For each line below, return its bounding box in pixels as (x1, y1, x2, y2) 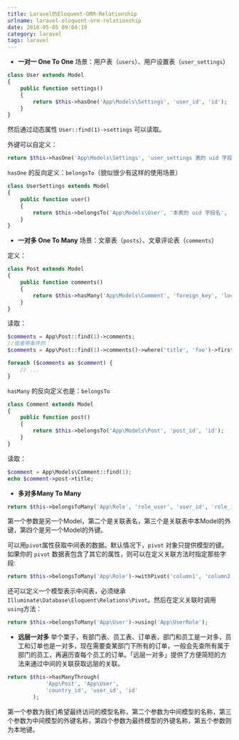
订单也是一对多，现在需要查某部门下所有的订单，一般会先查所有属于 (30, 642, 230, 650)
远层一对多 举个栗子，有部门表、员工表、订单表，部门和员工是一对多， (17, 632, 225, 642)
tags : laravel (7, 37, 50, 44)
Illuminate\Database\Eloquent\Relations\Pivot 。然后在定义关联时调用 (7, 596, 216, 605)
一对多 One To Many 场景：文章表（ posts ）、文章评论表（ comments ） (17, 236, 218, 245)
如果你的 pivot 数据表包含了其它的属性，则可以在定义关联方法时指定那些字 (7, 550, 226, 558)
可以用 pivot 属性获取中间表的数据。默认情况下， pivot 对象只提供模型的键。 (7, 541, 228, 550)
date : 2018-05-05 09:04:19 (7, 24, 87, 31)
